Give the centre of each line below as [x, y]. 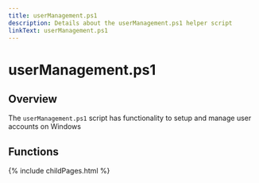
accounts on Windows [45, 127]
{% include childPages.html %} [59, 171]
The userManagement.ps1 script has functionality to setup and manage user [130, 118]
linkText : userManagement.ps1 [58, 30]
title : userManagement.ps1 [53, 16]
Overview [33, 99]
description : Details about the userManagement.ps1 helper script [120, 23]
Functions [34, 152]
